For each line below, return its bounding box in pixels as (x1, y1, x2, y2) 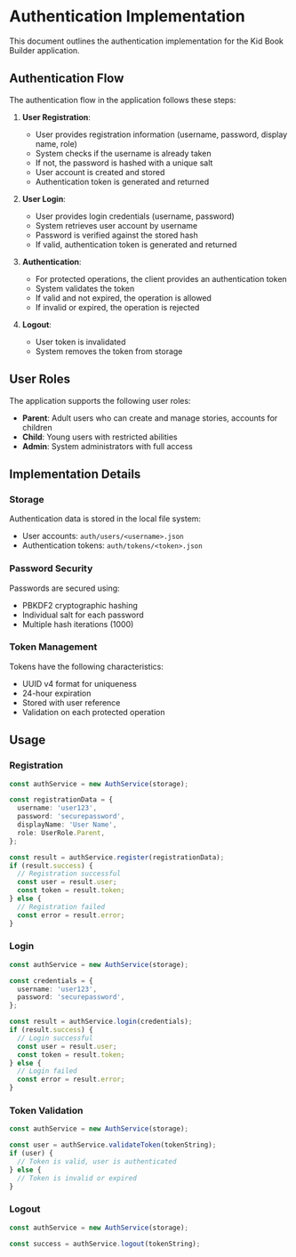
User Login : (21, 193, 67, 204)
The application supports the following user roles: (9, 395, 191, 406)
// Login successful (17, 1034, 93, 1043)
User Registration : (21, 111, 92, 122)
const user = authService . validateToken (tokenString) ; (9, 1140, 217, 1149)
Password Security (9, 562, 93, 575)
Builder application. (9, 44, 80, 55)
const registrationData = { (9, 795, 114, 804)
